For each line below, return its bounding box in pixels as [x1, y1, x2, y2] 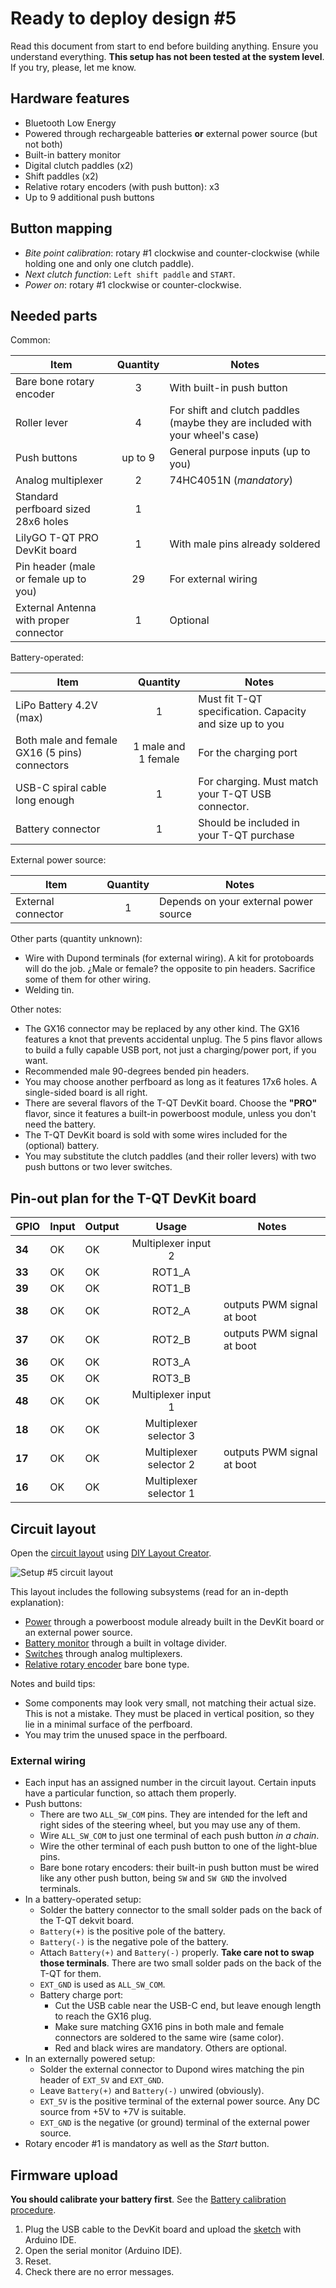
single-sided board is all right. [24, 1087, 148, 1099]
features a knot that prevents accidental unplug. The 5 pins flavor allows [24, 1033, 323, 1046]
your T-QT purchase [198, 828, 295, 842]
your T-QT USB [198, 787, 272, 801]
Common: [10, 334, 51, 346]
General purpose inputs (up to [169, 445, 311, 459]
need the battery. [24, 1118, 97, 1131]
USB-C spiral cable [15, 781, 107, 795]
